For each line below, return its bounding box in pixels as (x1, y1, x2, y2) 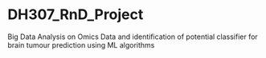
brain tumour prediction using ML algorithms (7, 40, 155, 49)
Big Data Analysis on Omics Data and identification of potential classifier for (7, 32, 258, 41)
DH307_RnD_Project (7, 6, 144, 24)
